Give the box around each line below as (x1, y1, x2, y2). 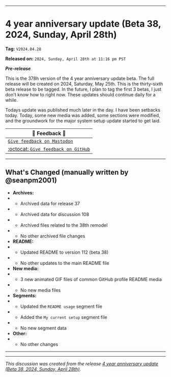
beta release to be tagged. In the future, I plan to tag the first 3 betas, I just (5, 86, 162, 92)
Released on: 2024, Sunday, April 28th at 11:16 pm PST (5, 56, 126, 62)
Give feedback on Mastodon (8, 138, 73, 144)
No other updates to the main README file (20, 260, 109, 266)
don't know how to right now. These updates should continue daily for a (5, 91, 156, 97)
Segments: (12, 292, 37, 299)
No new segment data (20, 325, 67, 331)
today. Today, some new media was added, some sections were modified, (5, 112, 160, 118)
